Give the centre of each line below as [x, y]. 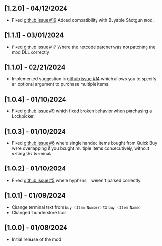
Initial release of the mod [36, 239]
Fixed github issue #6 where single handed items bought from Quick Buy [84, 143]
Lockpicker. [23, 116]
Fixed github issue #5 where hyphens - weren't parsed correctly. [76, 180]
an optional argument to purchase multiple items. [60, 84]
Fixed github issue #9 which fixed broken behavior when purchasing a [82, 111]
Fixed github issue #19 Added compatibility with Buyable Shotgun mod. [83, 20]
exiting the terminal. [31, 154]
